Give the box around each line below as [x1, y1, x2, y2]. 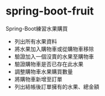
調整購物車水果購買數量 [14, 68, 73, 75]
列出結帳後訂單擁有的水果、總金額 [14, 83, 100, 90]
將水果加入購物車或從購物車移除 [14, 45, 94, 53]
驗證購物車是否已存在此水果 [14, 60, 84, 68]
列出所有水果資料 [14, 37, 57, 45]
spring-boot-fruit [5, 4, 94, 18]
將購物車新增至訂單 [14, 75, 63, 83]
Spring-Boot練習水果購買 [5, 25, 68, 32]
